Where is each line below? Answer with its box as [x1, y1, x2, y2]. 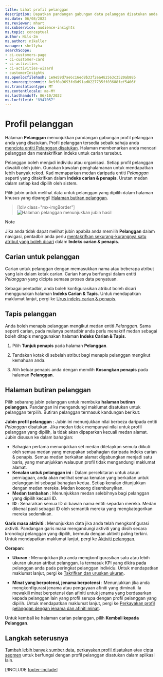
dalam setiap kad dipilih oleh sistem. [5, 181, 78, 186]
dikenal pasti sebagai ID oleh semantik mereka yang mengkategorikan [12, 506, 153, 512]
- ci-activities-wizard [5, 66, 54, 71]
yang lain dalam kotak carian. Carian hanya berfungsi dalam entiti [5, 271, 136, 276]
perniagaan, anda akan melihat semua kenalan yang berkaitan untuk [12, 475, 149, 480]
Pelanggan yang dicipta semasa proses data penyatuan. [5, 276, 118, 282]
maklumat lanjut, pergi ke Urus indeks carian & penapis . [5, 295, 117, 302]
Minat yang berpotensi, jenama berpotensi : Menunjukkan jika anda [12, 580, 150, 586]
